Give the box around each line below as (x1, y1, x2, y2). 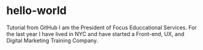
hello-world (6, 4, 67, 18)
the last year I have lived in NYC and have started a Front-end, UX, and (6, 30, 185, 37)
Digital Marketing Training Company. (6, 37, 98, 44)
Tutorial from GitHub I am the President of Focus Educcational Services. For (6, 24, 197, 31)
